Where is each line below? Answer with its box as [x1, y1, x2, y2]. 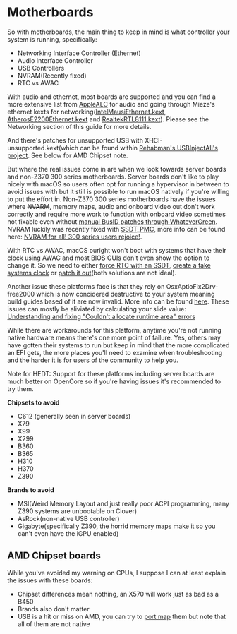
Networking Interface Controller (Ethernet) [17, 49, 141, 57]
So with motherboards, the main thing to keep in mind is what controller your [7, 28, 230, 36]
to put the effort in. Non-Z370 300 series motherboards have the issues [7, 195, 217, 203]
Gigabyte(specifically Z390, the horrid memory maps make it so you [17, 522, 216, 530]
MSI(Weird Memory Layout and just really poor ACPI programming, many [17, 499, 229, 508]
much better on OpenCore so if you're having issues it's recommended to [7, 377, 221, 385]
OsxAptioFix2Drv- [166, 282, 219, 290]
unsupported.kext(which [7, 143, 79, 152]
